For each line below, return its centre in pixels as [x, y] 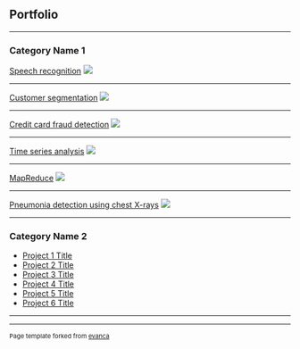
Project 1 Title [47, 256]
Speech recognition [46, 71]
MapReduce [32, 179]
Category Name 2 [48, 237]
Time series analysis [47, 152]
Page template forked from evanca [59, 337]
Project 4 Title [48, 284]
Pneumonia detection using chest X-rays [84, 205]
